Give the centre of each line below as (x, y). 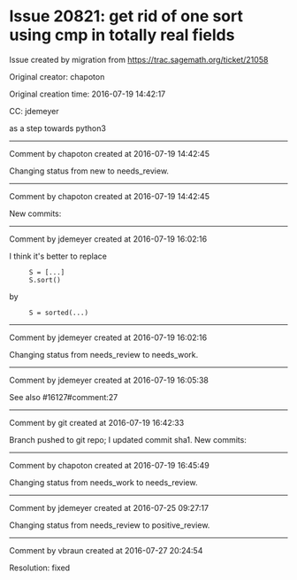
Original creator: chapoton (57, 76)
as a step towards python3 (57, 128)
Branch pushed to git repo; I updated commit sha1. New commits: (128, 439)
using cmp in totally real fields (122, 35)
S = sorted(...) (59, 313)
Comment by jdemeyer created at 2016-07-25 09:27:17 (109, 507)
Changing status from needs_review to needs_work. (104, 354)
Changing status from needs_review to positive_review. (110, 525)
